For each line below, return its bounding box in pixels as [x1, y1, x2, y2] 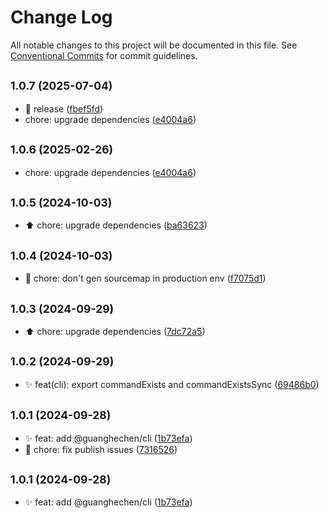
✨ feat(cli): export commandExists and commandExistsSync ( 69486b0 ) [24, 378, 320, 390]
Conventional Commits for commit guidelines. [10, 49, 198, 61]
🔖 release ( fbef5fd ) [24, 102, 104, 115]
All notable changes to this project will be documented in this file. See [10, 39, 298, 51]
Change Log [10, 6, 113, 29]
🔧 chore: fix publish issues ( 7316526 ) [24, 443, 178, 455]
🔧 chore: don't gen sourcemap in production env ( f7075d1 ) [24, 272, 267, 285]
